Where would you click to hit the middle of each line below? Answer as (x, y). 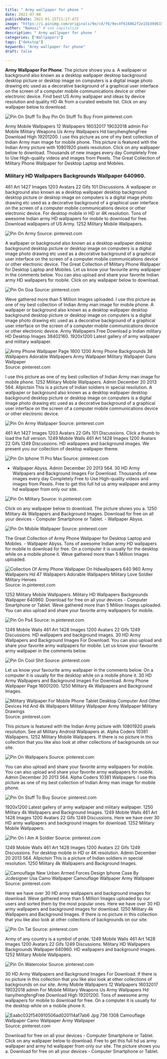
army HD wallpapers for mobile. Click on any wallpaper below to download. (82, 280)
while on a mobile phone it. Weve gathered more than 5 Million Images (77, 554)
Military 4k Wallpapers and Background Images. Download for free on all (80, 514)
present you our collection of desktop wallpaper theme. (62, 448)
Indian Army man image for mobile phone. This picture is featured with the (81, 142)
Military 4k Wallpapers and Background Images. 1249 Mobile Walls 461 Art (81, 812)
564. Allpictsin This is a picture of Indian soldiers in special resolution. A (79, 387)
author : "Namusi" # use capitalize (42, 28)
